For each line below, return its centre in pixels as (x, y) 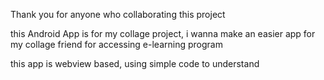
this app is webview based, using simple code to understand (135, 63)
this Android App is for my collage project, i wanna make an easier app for (163, 33)
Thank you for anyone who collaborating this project (118, 14)
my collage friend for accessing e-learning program (116, 44)
